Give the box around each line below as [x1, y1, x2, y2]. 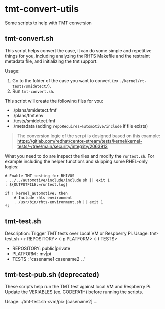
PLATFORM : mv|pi [12, 250, 51, 257]
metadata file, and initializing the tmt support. [5, 58, 98, 64]
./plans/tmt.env [12, 112, 44, 118]
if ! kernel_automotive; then [5, 191, 68, 196]
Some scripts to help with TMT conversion [5, 20, 92, 26]
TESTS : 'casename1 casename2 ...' [12, 256, 85, 262]
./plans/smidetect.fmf [12, 107, 57, 113]
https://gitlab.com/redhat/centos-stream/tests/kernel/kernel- [17, 138, 143, 144]
